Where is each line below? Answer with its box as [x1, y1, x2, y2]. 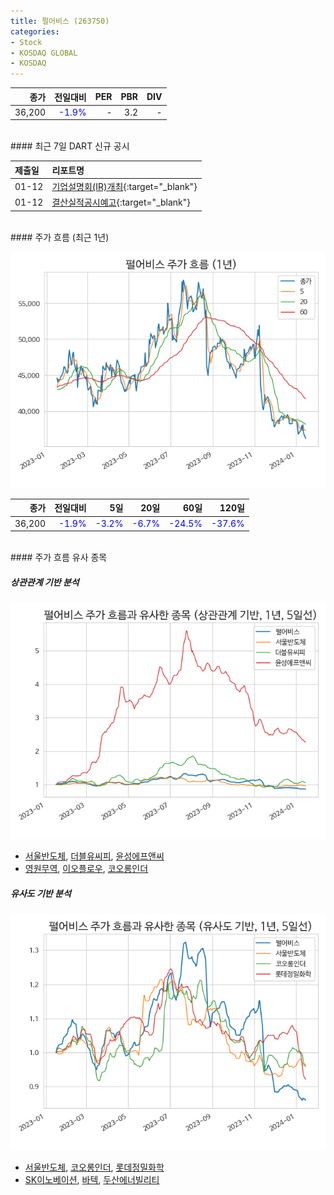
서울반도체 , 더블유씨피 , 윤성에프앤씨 [24, 850, 165, 862]
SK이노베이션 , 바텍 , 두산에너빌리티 [24, 1174, 160, 1186]
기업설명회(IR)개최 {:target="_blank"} [51, 181, 198, 193]
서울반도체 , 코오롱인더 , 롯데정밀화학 [24, 1161, 165, 1174]
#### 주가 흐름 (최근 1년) [10, 231, 110, 243]
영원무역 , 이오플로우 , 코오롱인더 [24, 863, 149, 875]
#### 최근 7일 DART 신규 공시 [10, 140, 130, 152]
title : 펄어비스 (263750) [10, 16, 110, 26]
